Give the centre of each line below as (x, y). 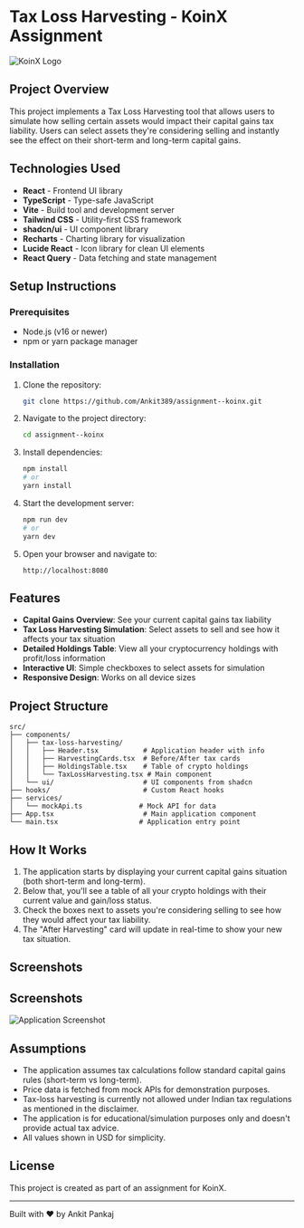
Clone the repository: (62, 384)
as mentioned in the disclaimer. (81, 1108)
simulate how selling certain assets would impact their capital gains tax (142, 120)
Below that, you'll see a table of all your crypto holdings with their (144, 890)
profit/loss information (64, 658)
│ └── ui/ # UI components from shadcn (131, 782)
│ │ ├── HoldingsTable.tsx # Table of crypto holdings (129, 767)
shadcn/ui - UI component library (85, 229)
